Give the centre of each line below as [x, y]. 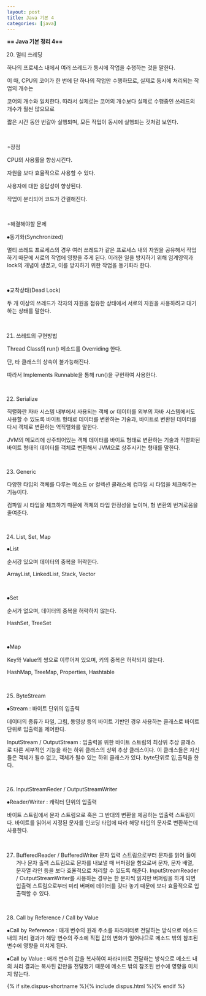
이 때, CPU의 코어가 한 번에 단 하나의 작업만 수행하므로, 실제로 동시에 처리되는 [100, 81]
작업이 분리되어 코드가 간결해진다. [47, 199]
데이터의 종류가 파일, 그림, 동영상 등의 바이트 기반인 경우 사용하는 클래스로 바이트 [103, 721]
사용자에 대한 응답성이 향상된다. [45, 186]
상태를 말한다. [35, 311]
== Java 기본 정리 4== [35, 42]
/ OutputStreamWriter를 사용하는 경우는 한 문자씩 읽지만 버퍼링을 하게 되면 [105, 878]
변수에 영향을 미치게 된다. [37, 946]
